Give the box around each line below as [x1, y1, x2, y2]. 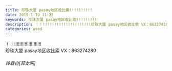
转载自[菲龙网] [5, 60, 36, 66]
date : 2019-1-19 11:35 [5, 12, 54, 17]
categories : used [5, 27, 42, 32]
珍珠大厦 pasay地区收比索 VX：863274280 [5, 48, 96, 54]
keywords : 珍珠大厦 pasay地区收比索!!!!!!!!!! [5, 17, 100, 22]
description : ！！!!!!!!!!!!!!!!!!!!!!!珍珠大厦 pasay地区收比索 [5, 21, 139, 27]
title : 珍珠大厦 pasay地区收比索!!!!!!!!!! [5, 7, 93, 13]
